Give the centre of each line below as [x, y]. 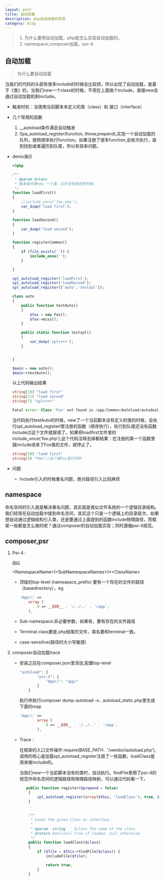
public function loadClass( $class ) [65, 842]
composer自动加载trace [36, 652]
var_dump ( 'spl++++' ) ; [52, 342]
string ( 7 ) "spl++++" [33, 401]
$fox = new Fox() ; [49, 314]
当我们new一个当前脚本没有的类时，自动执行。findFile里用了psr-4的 [88, 773]
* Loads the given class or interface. [71, 820]
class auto [23, 297]
